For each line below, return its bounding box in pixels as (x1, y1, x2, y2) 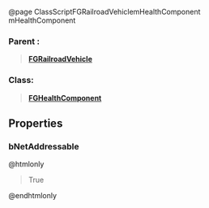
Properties (8, 116, 63, 130)
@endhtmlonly (8, 191, 58, 201)
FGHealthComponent (28, 93, 102, 102)
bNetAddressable (8, 141, 79, 152)
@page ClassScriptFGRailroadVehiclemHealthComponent (8, 7, 201, 16)
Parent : (8, 36, 41, 47)
